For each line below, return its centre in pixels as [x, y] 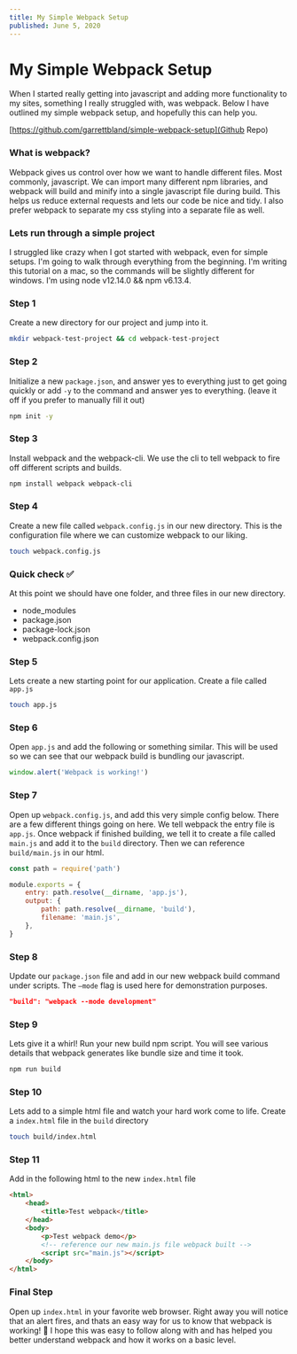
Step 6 [23, 728]
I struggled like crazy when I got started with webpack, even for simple [139, 253]
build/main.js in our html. [57, 852]
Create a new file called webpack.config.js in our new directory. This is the [146, 525]
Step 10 [26, 1092]
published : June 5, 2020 [55, 26]
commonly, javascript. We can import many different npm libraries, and [139, 182]
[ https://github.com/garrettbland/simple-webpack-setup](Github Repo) [139, 130]
